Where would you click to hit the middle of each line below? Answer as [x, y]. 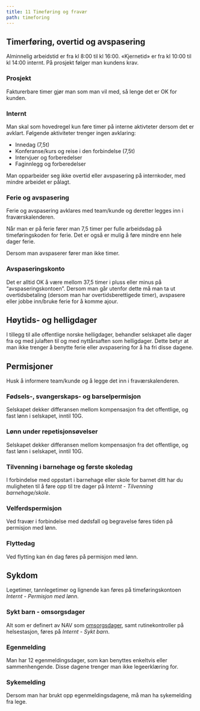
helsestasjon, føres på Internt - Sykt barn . [58, 631]
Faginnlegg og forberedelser [50, 164]
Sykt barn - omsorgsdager [46, 612]
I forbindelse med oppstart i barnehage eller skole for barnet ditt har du [95, 480]
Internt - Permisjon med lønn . [42, 597]
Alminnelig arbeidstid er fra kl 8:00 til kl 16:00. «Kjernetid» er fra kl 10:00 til [99, 56]
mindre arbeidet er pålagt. [39, 182]
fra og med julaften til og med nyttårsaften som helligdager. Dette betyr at [98, 341]
